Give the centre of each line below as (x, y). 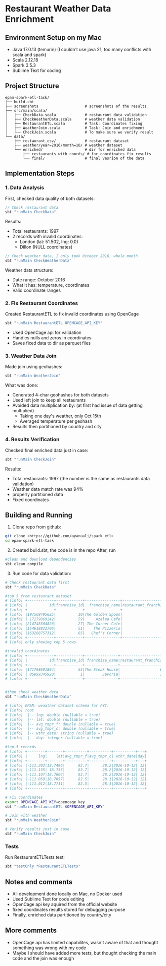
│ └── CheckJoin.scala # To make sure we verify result (79, 132)
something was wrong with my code (49, 948)
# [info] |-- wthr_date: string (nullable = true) (59, 733)
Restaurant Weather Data (58, 9)
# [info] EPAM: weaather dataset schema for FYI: (57, 706)
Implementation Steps (40, 173)
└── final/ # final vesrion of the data (84, 158)
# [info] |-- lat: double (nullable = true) (53, 719)
